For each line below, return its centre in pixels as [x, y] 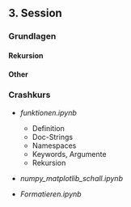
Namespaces [54, 146]
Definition [48, 128]
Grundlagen [32, 36]
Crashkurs [30, 95]
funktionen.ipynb [48, 112]
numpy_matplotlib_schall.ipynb [72, 178]
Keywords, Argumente [69, 154]
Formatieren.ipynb [51, 194]
